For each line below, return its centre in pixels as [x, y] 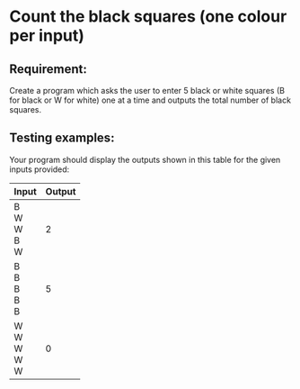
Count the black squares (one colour [148, 17]
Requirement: [49, 69]
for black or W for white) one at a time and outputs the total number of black [150, 100]
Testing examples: [62, 138]
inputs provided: [40, 169]
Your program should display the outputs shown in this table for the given [145, 159]
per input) [47, 36]
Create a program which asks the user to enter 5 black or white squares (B [147, 90]
